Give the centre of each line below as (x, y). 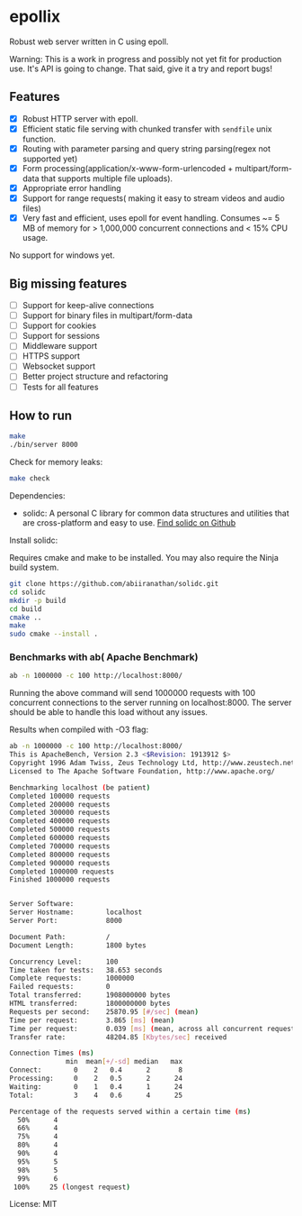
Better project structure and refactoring (95, 377)
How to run (41, 415)
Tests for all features (60, 387)
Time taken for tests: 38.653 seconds (86, 970)
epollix (35, 17)
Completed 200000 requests (60, 804)
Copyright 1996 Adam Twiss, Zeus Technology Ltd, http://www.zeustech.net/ (154, 763)
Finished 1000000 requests (60, 880)
